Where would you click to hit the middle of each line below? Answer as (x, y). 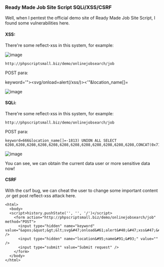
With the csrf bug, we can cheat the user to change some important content (82, 190)
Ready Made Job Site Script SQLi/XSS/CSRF (59, 7)
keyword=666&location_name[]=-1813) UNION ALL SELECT (61, 141)
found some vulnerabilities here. (37, 23)
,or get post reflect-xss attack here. (41, 195)
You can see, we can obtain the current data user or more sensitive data (78, 163)
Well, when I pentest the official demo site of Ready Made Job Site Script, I (80, 18)
